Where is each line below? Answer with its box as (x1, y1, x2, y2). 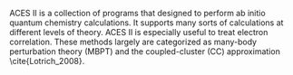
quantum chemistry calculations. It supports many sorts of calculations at (9, 17, 284, 28)
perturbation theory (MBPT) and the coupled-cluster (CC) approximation (9, 46, 281, 57)
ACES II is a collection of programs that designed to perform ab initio (9, 8, 266, 18)
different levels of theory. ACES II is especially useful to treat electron (9, 27, 269, 37)
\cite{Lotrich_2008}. (9, 56, 85, 66)
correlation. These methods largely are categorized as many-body (9, 36, 257, 47)
